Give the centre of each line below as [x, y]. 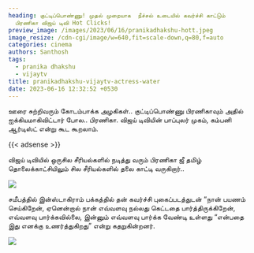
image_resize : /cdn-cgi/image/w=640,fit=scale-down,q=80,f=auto [116, 37]
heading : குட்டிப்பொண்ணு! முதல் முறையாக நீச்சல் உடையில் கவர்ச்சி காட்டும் [117, 15]
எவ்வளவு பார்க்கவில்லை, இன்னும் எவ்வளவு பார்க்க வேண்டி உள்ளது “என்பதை [126, 217]
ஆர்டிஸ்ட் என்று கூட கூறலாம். [53, 129]
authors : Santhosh [38, 52]
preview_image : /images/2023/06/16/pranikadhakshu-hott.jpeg [111, 30]
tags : [17, 60]
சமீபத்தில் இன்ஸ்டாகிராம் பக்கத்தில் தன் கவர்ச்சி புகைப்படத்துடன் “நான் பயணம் [127, 199]
